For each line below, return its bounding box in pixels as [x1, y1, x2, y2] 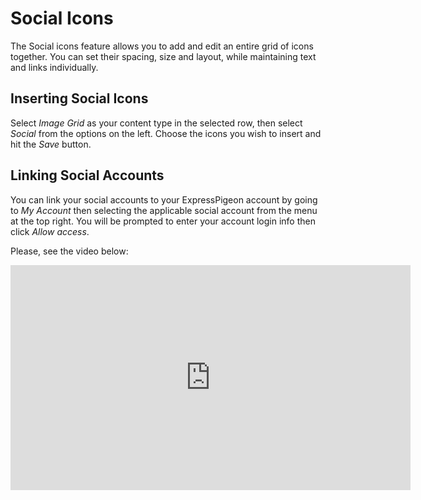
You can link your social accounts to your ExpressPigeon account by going [10, 193, 318, 206]
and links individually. [10, 61, 99, 73]
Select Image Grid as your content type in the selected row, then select [10, 117, 303, 129]
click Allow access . [10, 225, 90, 237]
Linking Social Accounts [10, 167, 165, 184]
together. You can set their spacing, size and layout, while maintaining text [10, 50, 317, 62]
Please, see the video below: [10, 245, 129, 257]
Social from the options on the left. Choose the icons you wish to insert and [10, 127, 322, 139]
